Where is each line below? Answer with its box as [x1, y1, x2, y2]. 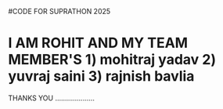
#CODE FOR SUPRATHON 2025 [8, 7, 111, 16]
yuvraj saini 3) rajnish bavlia [8, 67, 195, 85]
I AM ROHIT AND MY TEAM [8, 35, 189, 52]
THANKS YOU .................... [8, 93, 95, 103]
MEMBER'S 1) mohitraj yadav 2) [8, 51, 217, 69]
